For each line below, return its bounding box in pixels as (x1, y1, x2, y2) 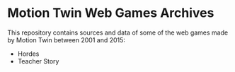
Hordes (17, 49, 40, 58)
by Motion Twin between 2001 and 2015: (7, 35, 126, 44)
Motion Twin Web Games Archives (7, 5, 214, 21)
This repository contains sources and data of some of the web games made (7, 28, 229, 37)
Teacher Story (17, 56, 59, 65)
